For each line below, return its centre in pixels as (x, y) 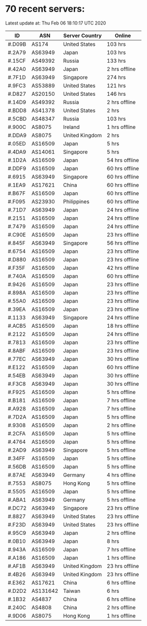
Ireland (71, 127)
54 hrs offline (123, 160)
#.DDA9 (17, 135)
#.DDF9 (17, 168)
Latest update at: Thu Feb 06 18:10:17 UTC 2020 (56, 23)
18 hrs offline (123, 326)
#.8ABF (17, 351)
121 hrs (116, 86)
